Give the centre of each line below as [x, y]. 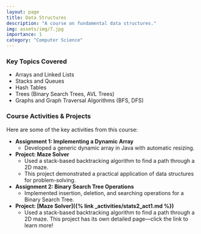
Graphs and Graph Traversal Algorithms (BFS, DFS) [79, 100]
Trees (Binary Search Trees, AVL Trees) [65, 94]
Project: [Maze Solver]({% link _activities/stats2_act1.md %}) [94, 206]
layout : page [23, 12]
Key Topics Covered [37, 61]
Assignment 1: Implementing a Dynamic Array [74, 141]
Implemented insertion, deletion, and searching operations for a [104, 193]
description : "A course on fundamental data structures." [81, 23]
